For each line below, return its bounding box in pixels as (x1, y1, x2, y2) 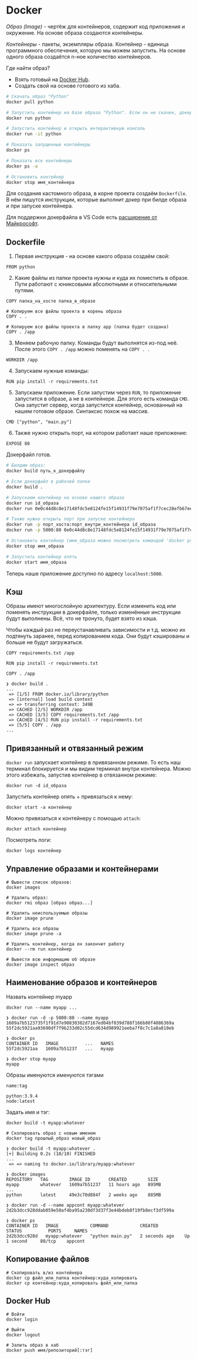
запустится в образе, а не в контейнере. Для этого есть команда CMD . (14, 395, 189, 403)
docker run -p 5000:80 (6, 527, 62, 533)
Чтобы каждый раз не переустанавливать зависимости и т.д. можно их (6, 627, 186, 634)
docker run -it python (6, 131, 62, 137)
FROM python (6, 264, 35, 270)
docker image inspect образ (6, 962, 75, 968)
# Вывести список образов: (6, 879, 72, 885)
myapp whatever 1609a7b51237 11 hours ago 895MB (6, 1181, 161, 1187)
